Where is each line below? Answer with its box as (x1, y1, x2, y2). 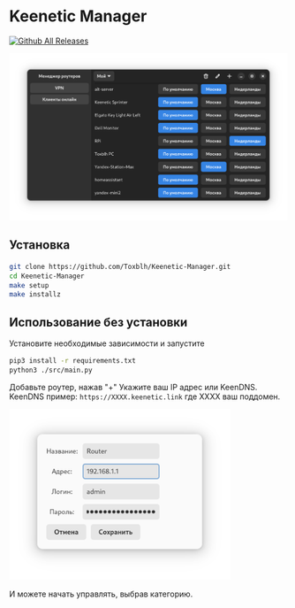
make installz (9, 290, 62, 299)
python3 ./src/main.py (9, 366, 93, 374)
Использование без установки (9, 314, 188, 329)
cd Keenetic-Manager (9, 272, 86, 281)
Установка (9, 237, 71, 253)
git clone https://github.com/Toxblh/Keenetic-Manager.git (9, 262, 231, 271)
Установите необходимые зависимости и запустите (9, 338, 205, 349)
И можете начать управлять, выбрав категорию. (9, 589, 193, 599)
